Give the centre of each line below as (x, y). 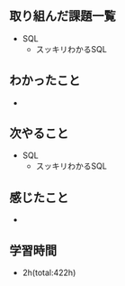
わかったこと (45, 81)
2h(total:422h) (49, 272)
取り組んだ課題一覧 (62, 16)
